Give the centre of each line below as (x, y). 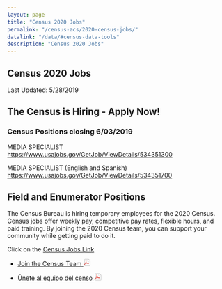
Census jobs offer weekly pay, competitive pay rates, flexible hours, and (111, 221)
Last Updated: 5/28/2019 (43, 90)
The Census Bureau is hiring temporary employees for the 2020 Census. (111, 214)
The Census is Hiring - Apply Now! (84, 112)
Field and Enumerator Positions (77, 197)
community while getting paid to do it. (62, 236)
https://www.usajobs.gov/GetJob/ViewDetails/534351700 (90, 175)
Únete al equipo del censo (55, 278)
